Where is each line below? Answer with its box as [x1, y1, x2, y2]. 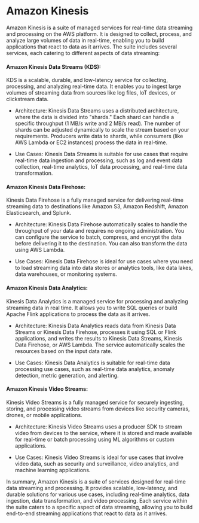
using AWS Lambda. [14, 247, 65, 254]
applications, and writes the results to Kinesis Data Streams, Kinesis [14, 335, 182, 342]
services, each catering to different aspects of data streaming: [6, 49, 160, 56]
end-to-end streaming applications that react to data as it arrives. [6, 510, 167, 517]
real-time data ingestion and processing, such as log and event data [14, 157, 183, 164]
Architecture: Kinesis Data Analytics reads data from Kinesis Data [14, 322, 176, 329]
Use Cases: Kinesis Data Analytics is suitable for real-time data [14, 359, 170, 366]
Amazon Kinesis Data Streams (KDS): [6, 63, 102, 70]
